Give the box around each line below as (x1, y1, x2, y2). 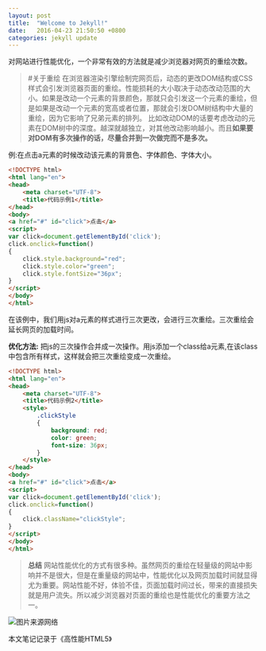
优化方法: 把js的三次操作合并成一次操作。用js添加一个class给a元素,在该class (8, 341, 258, 351)
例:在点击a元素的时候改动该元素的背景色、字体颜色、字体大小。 (8, 150, 216, 160)
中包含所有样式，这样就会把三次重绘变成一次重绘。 (8, 351, 175, 361)
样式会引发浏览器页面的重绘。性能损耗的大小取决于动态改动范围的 (27, 84, 244, 93)
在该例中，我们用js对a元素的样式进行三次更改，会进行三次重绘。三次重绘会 (8, 314, 254, 324)
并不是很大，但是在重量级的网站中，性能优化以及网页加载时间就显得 (34, 570, 258, 579)
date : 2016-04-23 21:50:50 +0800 (8, 26, 126, 34)
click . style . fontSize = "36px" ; (22, 270, 123, 278)
